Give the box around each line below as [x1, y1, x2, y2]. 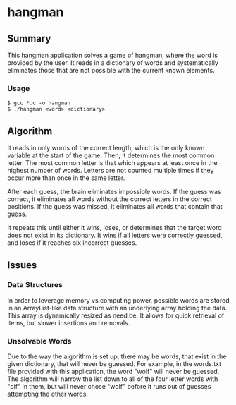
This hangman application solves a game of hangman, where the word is [7, 51, 218, 59]
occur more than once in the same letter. [7, 174, 125, 182]
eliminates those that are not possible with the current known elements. [7, 66, 215, 74]
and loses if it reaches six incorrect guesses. [7, 238, 137, 247]
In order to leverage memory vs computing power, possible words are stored [7, 296, 230, 304]
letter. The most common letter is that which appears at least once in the [7, 159, 218, 167]
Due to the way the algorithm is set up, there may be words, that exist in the [7, 352, 227, 361]
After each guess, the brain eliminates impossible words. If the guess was [7, 188, 221, 196]
